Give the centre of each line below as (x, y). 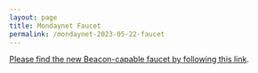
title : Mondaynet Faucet (55, 26)
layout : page (33, 17)
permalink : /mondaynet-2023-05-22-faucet (87, 34)
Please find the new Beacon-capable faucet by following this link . (129, 60)
